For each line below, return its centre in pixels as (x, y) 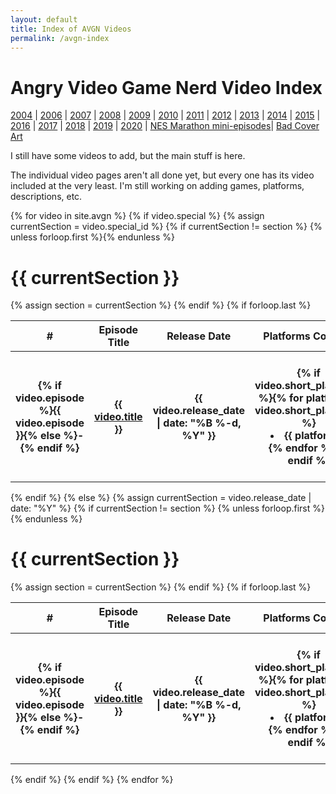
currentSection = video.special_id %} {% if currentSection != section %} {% (166, 227)
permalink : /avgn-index (60, 38)
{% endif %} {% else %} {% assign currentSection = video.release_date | (161, 498)
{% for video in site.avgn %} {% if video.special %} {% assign (137, 216)
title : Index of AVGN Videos (71, 29)
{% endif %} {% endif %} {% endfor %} (92, 780)
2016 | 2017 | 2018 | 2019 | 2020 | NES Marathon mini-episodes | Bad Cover (165, 126)
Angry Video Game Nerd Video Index (166, 87)
